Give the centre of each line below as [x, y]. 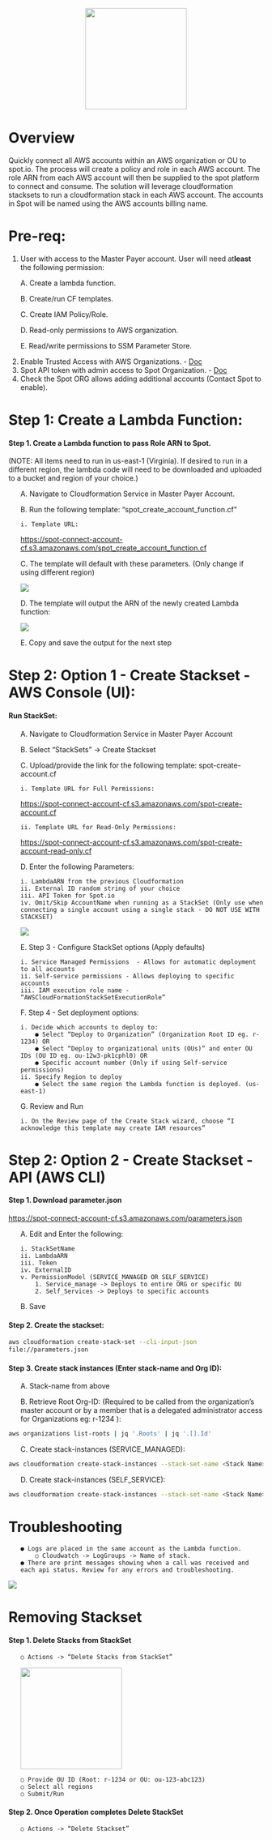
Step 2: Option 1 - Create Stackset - [130, 676]
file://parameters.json [49, 1350]
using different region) [57, 572]
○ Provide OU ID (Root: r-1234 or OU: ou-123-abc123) [113, 1780]
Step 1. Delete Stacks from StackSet [70, 1640]
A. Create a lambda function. [68, 283]
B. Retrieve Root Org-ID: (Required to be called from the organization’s [137, 1401]
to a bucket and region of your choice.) [74, 478]
